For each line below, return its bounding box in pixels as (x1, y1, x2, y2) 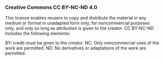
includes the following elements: (5, 31, 70, 37)
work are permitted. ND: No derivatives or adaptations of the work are (5, 45, 146, 51)
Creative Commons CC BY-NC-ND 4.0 (5, 4, 97, 11)
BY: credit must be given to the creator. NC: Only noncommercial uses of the (5, 40, 159, 46)
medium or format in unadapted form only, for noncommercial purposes (5, 20, 150, 26)
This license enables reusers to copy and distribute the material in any (5, 15, 147, 21)
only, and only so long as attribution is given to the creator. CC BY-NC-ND (5, 25, 154, 31)
